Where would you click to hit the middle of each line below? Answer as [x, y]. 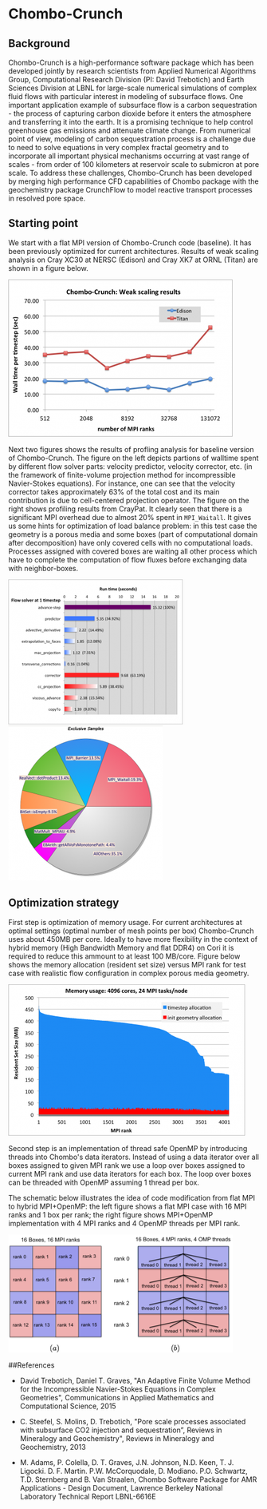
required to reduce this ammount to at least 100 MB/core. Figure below [124, 956]
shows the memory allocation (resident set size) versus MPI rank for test [127, 964]
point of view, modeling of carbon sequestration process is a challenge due [132, 139]
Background [39, 44]
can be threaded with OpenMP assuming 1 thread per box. [104, 1182]
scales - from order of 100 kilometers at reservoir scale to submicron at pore [134, 164]
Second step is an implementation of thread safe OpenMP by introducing [128, 1148]
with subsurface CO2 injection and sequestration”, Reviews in [121, 1430]
